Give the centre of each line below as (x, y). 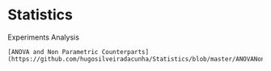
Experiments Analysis (44, 37)
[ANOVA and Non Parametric (53, 52)
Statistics (40, 15)
